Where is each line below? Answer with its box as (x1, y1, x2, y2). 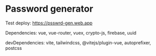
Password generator (5, 3, 93, 15)
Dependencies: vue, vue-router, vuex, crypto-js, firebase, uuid (5, 30, 137, 36)
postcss (5, 45, 22, 51)
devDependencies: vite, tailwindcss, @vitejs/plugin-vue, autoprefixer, (5, 39, 151, 46)
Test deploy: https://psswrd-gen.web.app (5, 20, 93, 26)
